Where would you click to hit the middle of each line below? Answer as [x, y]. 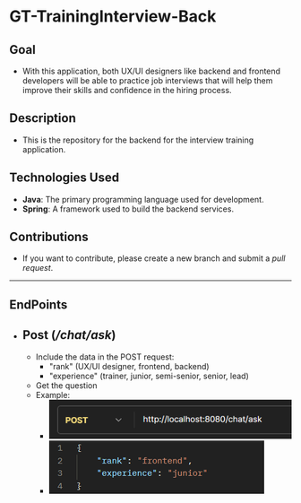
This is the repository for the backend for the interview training [138, 140]
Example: [52, 395]
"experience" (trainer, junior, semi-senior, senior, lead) [149, 376]
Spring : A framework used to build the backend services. [128, 209]
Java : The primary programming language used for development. [143, 199]
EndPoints [39, 304]
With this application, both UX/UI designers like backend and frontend [151, 71]
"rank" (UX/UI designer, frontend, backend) [129, 366]
